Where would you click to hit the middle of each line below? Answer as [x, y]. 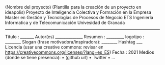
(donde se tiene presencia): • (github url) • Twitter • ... [60, 57]
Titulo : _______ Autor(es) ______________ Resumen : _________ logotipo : [75, 37]
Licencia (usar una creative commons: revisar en [55, 47]
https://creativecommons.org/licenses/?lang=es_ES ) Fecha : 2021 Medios [80, 52]
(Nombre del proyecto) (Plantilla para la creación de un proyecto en [73, 7]
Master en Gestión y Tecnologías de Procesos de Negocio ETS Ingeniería [79, 17]
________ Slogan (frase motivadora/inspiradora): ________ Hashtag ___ [74, 42]
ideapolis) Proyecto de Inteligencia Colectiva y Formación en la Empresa [78, 12]
